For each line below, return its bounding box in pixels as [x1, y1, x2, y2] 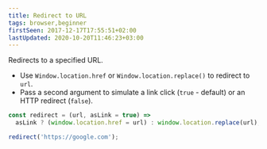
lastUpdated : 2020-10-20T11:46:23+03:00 [8, 33, 145, 42]
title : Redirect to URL [8, 11, 87, 20]
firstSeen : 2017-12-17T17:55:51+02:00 [8, 26, 137, 34]
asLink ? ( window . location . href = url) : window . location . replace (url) [15, 119, 258, 127]
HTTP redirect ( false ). [19, 96, 94, 105]
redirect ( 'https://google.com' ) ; [8, 133, 119, 141]
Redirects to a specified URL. [8, 55, 103, 65]
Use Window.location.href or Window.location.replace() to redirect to [19, 71, 250, 80]
